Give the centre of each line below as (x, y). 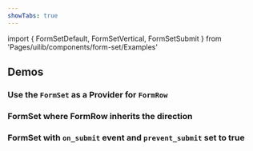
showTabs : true (33, 16)
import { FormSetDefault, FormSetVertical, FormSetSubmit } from (114, 38)
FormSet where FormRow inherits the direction (100, 116)
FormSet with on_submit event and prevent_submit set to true (126, 137)
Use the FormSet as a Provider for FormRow (88, 94)
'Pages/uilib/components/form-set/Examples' (82, 47)
